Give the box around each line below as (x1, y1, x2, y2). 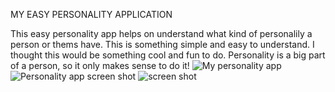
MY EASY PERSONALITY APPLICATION (10, 9, 173, 20)
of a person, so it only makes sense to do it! (10, 60, 190, 71)
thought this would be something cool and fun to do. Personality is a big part (10, 49, 326, 61)
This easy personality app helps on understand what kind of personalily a (10, 28, 313, 39)
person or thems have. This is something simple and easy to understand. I (10, 39, 315, 50)
